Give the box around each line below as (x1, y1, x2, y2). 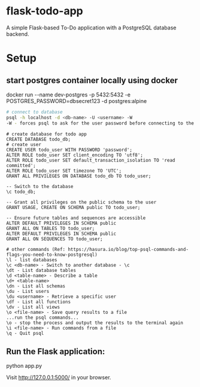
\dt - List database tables (6, 267, 77, 273)
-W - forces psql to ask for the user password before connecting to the (6, 120, 195, 126)
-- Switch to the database (6, 183, 74, 189)
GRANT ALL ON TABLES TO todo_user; (6, 225, 95, 231)
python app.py (6, 362, 43, 370)
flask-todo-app (6, 4, 84, 18)
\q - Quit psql (6, 330, 44, 336)
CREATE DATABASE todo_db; (6, 136, 71, 142)
